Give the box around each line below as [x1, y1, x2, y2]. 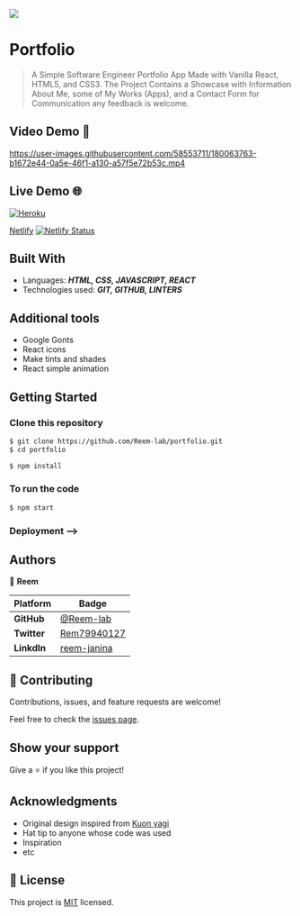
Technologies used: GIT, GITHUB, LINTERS [22, 285, 182, 295]
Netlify [9, 225, 34, 236]
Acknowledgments [9, 794, 119, 810]
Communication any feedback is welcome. [31, 97, 190, 108]
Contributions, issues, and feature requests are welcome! [9, 696, 222, 707]
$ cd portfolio [9, 445, 66, 454]
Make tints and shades [22, 354, 107, 365]
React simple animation [22, 363, 110, 374]
